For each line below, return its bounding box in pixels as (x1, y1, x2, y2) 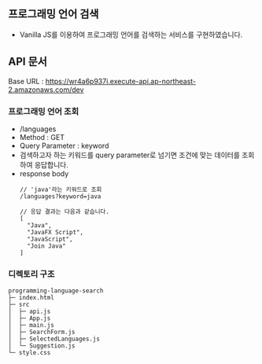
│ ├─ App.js (8, 314, 51, 322)
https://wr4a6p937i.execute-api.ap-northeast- (45, 76, 197, 86)
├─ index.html (8, 294, 55, 302)
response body (19, 168, 69, 178)
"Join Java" (27, 242, 66, 250)
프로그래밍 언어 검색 (8, 7, 99, 21)
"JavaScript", (27, 235, 73, 243)
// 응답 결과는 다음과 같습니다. (19, 208, 110, 215)
